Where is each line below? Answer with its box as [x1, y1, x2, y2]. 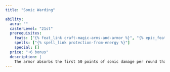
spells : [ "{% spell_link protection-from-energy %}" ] [14, 40, 130, 46]
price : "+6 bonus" [10, 49, 49, 55]
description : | [10, 54, 42, 59]
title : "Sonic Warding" [5, 7, 56, 13]
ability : [5, 16, 24, 22]
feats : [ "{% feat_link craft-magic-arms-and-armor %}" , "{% [14, 35, 144, 41]
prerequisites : [10, 31, 42, 36]
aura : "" [10, 21, 28, 26]
